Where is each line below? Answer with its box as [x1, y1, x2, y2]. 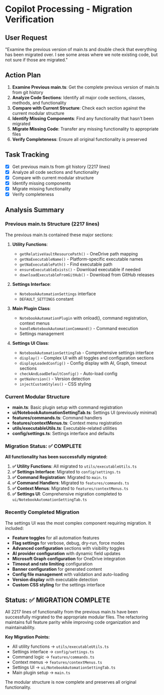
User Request [5, 33, 47, 42]
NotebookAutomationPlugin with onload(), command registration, [19, 315, 148, 321]
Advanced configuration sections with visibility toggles [12, 545, 125, 551]
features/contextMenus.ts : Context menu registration [12, 420, 122, 426]
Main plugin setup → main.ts [12, 669, 70, 676]
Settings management [19, 331, 64, 336]
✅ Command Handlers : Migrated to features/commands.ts [12, 480, 130, 486]
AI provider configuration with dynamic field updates [12, 550, 121, 556]
